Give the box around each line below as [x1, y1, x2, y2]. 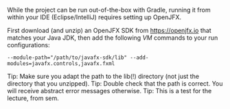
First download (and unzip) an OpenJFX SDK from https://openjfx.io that [7, 27, 211, 34]
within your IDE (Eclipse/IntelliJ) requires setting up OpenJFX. [7, 13, 182, 21]
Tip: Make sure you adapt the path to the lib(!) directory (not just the [7, 72, 200, 80]
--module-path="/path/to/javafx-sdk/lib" [7, 54, 128, 61]
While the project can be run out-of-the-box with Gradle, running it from [7, 6, 211, 14]
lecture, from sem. [7, 94, 60, 102]
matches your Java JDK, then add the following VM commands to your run [7, 34, 218, 42]
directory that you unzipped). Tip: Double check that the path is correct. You [7, 80, 223, 88]
